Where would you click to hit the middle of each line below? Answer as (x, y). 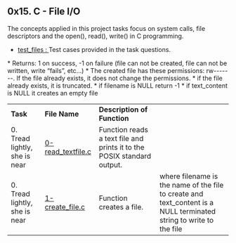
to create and (181, 194)
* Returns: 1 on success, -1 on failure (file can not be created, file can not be (117, 63)
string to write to (186, 220)
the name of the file (191, 185)
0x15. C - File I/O (44, 12)
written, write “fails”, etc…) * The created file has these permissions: (106, 70)
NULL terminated (188, 211)
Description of (123, 110)
